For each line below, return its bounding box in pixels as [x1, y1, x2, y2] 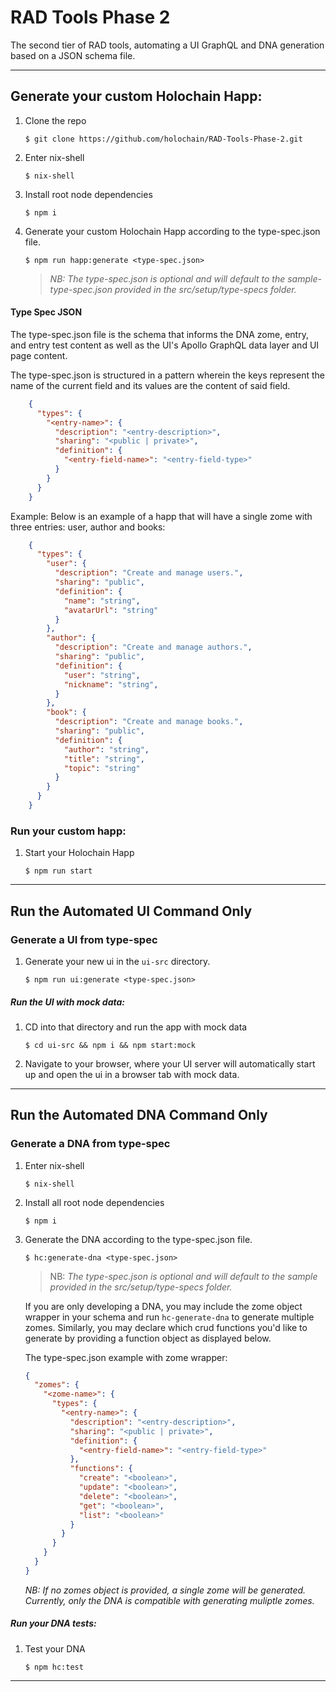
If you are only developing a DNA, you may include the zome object [24, 1300, 303, 1312]
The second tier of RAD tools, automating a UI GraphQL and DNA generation [10, 39, 325, 51]
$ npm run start [24, 866, 93, 876]
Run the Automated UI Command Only [10, 902, 253, 920]
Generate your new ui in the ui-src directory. [24, 955, 211, 967]
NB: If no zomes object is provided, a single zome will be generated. [24, 1584, 307, 1596]
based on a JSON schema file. [10, 49, 136, 61]
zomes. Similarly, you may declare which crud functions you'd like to [24, 1321, 308, 1333]
